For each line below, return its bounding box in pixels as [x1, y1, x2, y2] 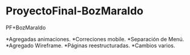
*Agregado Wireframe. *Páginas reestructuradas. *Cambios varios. [5, 42, 175, 49]
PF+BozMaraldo [5, 24, 46, 31]
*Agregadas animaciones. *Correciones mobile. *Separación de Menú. [5, 35, 185, 42]
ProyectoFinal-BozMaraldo [5, 4, 143, 18]
